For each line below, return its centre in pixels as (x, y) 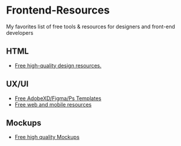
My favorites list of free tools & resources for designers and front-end (91, 26)
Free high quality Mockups (47, 137)
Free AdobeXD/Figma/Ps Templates (58, 98)
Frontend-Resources (58, 10)
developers (20, 32)
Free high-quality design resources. (58, 65)
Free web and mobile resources (53, 104)
